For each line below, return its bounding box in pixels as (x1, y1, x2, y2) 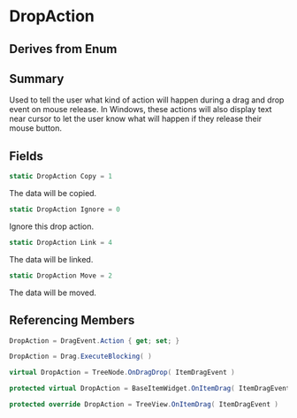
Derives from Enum (9, 42, 118, 57)
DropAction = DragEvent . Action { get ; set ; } (9, 336, 179, 346)
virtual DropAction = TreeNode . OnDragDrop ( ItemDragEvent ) (9, 369, 236, 377)
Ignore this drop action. (9, 221, 95, 232)
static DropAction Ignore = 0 (9, 205, 121, 214)
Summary (9, 71, 65, 86)
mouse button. (9, 123, 62, 133)
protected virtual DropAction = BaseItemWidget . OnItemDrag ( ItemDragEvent (9, 384, 291, 393)
